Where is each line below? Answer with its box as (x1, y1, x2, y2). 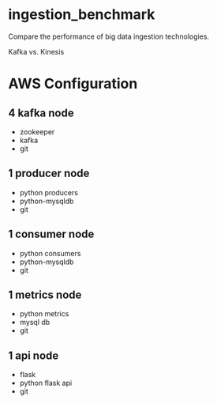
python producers (19, 187, 79, 197)
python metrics (19, 309, 69, 319)
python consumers (19, 248, 81, 258)
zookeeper (19, 126, 55, 136)
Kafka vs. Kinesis (8, 47, 65, 56)
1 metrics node (8, 288, 82, 301)
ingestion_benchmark (8, 6, 155, 24)
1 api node (8, 349, 59, 362)
